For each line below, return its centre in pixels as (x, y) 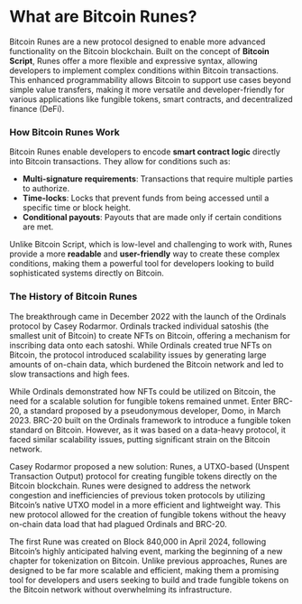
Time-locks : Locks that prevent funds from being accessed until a (146, 198)
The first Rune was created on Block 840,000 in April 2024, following (138, 541)
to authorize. (46, 189)
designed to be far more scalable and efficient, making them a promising (144, 570)
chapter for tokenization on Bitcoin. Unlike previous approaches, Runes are (148, 561)
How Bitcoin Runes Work (64, 132)
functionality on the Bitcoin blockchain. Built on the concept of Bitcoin (140, 51)
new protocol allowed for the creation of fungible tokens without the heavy (148, 514)
